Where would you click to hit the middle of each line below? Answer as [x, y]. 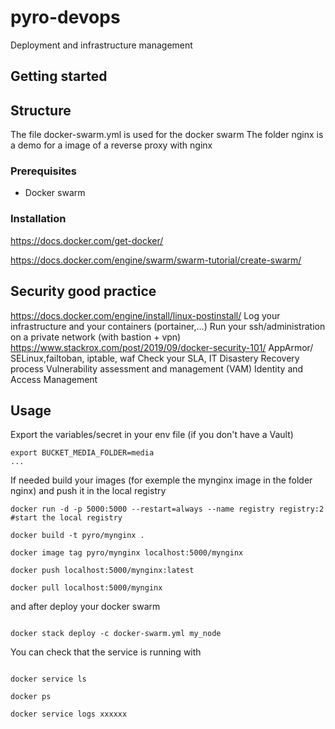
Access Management [54, 379]
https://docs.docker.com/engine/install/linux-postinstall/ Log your [145, 315]
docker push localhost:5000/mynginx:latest [102, 571]
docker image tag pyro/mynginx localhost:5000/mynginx [127, 553]
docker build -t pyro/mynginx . [77, 536]
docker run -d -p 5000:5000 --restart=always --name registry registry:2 [167, 509]
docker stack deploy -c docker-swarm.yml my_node [116, 634]
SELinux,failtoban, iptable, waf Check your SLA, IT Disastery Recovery [155, 358]
